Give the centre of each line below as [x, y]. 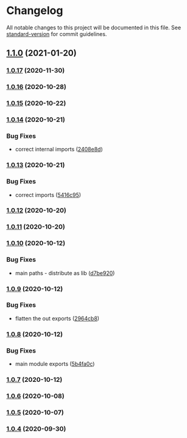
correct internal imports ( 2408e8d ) [59, 149]
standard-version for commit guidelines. [57, 34]
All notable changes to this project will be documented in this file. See [94, 27]
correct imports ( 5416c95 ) [48, 195]
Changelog [35, 11]
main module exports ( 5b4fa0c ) [55, 364]
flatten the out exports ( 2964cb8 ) [57, 318]
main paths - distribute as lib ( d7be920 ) [65, 273]
